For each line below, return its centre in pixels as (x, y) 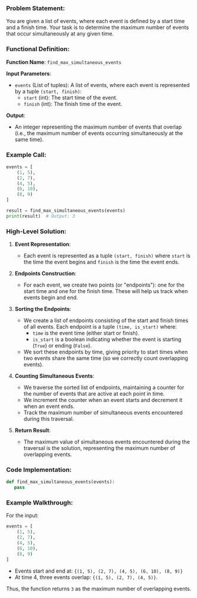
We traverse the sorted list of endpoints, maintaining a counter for (104, 388)
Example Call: (26, 155)
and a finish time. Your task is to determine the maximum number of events (98, 27)
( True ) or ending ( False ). (62, 346)
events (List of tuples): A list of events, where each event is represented (102, 85)
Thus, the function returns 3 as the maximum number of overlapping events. (99, 589)
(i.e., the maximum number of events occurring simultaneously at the (99, 133)
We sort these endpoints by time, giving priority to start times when (106, 352)
